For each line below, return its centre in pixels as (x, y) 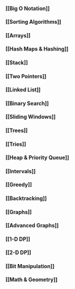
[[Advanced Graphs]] (32, 226)
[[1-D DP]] (18, 239)
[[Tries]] (16, 144)
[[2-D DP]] (19, 253)
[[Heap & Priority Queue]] (37, 158)
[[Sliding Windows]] (31, 117)
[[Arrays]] (18, 35)
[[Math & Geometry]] (32, 280)
